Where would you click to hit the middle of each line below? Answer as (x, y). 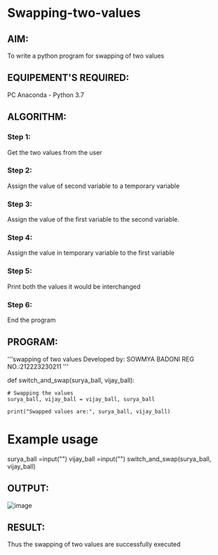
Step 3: (20, 204)
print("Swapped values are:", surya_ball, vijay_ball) (89, 412)
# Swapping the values (40, 393)
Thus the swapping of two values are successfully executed (94, 544)
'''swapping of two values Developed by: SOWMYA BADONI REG (101, 359)
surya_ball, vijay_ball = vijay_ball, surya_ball (81, 399)
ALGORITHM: (37, 117)
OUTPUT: (28, 489)
